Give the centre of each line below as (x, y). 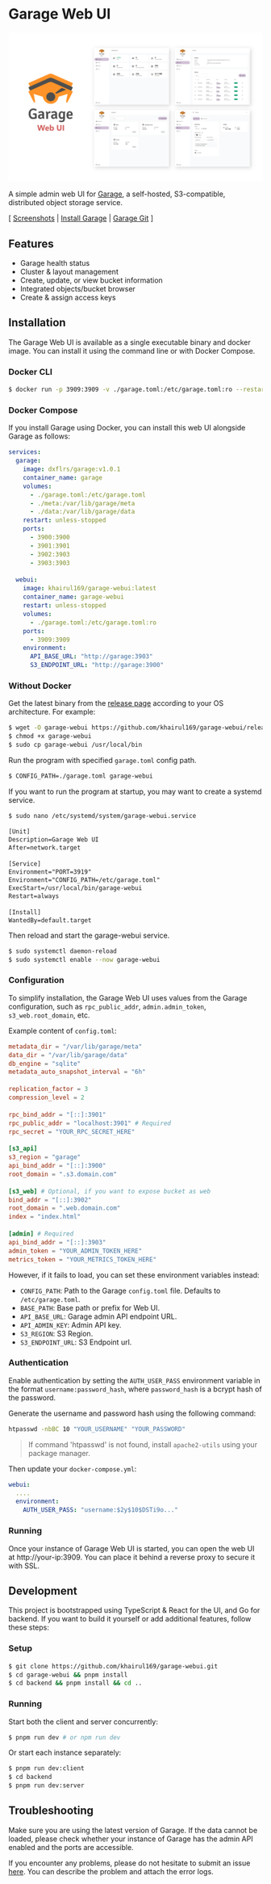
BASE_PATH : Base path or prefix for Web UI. (90, 1307)
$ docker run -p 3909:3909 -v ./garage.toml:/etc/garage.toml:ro (120, 390)
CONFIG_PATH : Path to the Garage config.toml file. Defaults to (120, 1290)
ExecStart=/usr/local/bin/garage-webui (75, 888)
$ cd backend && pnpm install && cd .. (75, 1683)
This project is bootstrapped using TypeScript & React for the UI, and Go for (134, 1610)
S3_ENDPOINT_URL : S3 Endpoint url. (76, 1342)
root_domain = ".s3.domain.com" (63, 1174)
